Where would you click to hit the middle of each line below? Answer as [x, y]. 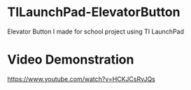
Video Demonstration [71, 60]
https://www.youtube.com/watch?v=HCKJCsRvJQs [81, 79]
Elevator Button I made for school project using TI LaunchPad [95, 31]
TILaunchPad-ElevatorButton [94, 12]
